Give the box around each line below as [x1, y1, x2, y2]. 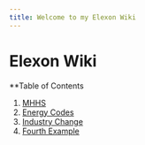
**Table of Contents [9, 80, 84, 91]
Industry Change [21, 116, 84, 126]
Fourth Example [21, 126, 80, 136]
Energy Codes [21, 107, 74, 118]
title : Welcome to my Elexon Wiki [9, 12, 137, 22]
